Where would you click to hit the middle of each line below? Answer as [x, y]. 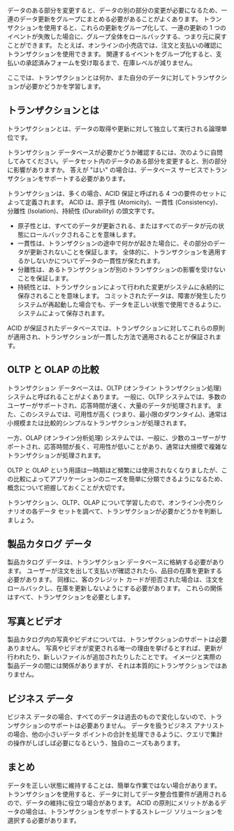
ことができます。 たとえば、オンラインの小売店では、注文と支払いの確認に [115, 45]
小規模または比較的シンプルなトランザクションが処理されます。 [99, 422]
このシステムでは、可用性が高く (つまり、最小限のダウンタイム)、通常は [123, 414]
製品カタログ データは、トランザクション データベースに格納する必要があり [116, 562]
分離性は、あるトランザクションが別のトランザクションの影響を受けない [121, 269]
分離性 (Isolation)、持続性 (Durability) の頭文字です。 [83, 211]
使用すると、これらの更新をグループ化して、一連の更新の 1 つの [135, 28]
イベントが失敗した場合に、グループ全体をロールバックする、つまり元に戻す [117, 36]
